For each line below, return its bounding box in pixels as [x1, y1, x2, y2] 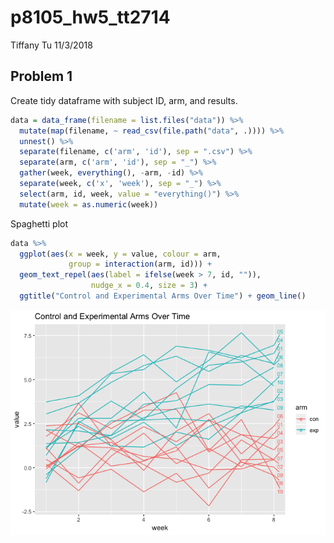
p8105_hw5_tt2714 [10, 6, 171, 29]
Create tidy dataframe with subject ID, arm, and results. [10, 94, 238, 106]
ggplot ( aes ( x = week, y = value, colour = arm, [19, 249, 222, 259]
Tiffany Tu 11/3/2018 [10, 39, 93, 51]
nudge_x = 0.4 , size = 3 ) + [90, 281, 208, 291]
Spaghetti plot [10, 217, 69, 230]
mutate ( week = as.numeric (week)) [19, 199, 159, 210]
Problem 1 [10, 68, 73, 85]
